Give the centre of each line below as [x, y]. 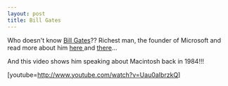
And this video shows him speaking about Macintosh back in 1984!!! [106, 61]
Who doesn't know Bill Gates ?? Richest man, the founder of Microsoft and [114, 40]
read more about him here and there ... [62, 48]
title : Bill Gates [34, 20]
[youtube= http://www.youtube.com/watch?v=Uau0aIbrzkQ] [94, 75]
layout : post [26, 14]
